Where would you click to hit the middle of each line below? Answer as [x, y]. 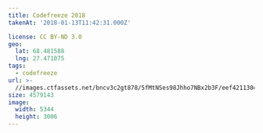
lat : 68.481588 [40, 52]
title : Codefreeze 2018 [47, 15]
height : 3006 [36, 117]
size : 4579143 [31, 95]
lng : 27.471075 [40, 59]
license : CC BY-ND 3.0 [45, 37]
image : [19, 102]
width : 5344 [35, 110]
